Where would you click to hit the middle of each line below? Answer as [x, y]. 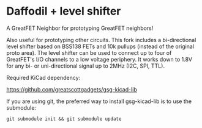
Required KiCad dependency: [43, 77]
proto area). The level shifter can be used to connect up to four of [89, 52]
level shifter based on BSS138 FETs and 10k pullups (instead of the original [100, 46]
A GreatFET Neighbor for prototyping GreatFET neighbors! [80, 28]
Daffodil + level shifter [64, 11]
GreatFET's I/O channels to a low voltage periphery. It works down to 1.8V [99, 59]
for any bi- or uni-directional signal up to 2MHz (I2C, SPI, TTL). [86, 66]
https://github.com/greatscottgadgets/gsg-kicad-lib [72, 89]
